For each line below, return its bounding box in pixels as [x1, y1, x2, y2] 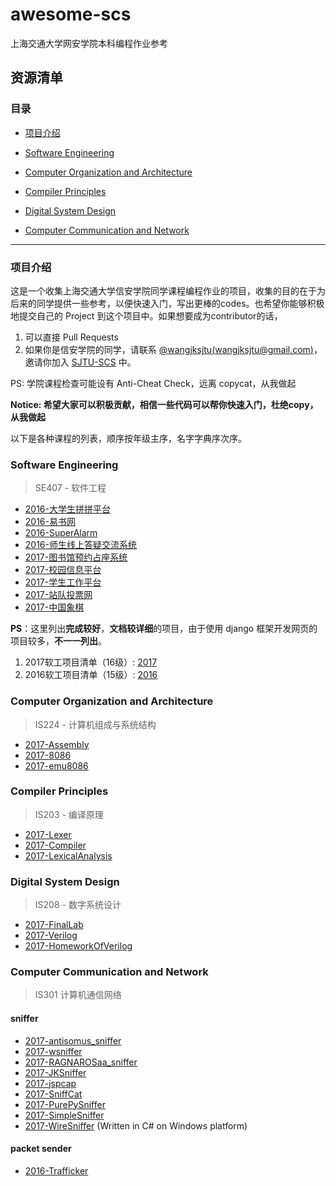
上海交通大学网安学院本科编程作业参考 [10, 37, 168, 49]
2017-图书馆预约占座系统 [24, 551, 128, 563]
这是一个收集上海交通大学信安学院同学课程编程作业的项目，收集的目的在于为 [10, 284, 326, 297]
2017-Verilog [24, 929, 78, 942]
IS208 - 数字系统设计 [34, 899, 122, 911]
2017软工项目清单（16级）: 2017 [24, 656, 158, 668]
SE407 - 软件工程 [34, 482, 107, 494]
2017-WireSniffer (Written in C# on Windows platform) [24, 1119, 248, 1132]
